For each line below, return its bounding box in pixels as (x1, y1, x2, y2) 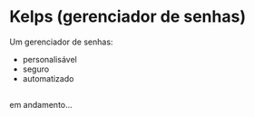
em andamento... (9, 100, 73, 111)
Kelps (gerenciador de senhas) (9, 6, 247, 27)
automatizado (22, 73, 74, 83)
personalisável (22, 54, 77, 64)
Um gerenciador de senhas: (9, 36, 113, 47)
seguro (22, 63, 50, 74)
